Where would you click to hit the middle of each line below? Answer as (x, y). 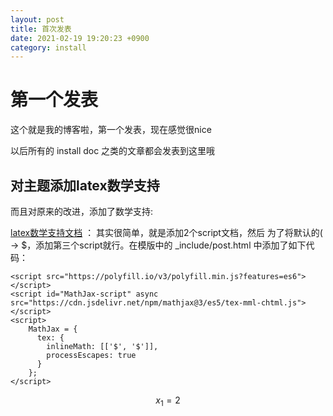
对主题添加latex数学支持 (85, 185)
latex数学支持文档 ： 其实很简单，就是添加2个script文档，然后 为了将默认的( (166, 232)
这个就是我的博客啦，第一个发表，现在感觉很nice (111, 130)
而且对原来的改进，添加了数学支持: (82, 211)
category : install (48, 47)
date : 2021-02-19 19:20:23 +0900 (80, 38)
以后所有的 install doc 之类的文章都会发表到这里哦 (113, 151)
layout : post (37, 19)
